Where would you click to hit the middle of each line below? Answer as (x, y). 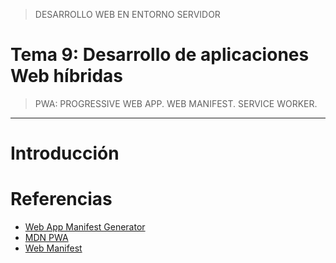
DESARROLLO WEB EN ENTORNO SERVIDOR (127, 14)
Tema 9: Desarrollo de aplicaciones (160, 55)
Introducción (65, 153)
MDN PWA (46, 238)
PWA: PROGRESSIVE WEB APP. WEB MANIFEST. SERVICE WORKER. (176, 103)
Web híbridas (66, 76)
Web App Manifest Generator (85, 227)
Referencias (61, 199)
